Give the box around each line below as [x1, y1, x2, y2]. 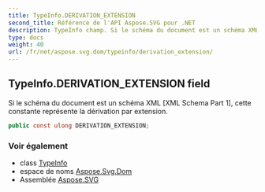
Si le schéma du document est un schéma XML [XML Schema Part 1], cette [8, 98, 252, 107]
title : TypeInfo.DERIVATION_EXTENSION [8, 11, 136, 20]
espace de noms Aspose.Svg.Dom [19, 166, 132, 175]
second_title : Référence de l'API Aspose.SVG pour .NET [8, 19, 196, 27]
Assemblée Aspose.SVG [19, 175, 99, 184]
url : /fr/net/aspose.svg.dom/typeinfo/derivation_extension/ [8, 48, 214, 56]
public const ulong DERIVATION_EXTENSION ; [8, 121, 150, 130]
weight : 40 [8, 41, 44, 49]
